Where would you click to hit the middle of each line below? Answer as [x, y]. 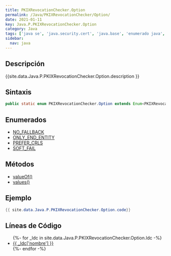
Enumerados [26, 120]
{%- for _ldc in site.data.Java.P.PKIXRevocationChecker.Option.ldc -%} [87, 238]
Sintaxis [19, 92]
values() [21, 182]
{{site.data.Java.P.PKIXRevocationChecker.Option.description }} [73, 76]
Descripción [25, 64]
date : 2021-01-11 [24, 19]
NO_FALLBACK [28, 132]
